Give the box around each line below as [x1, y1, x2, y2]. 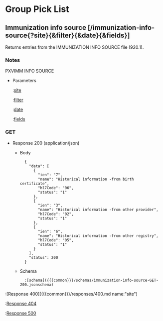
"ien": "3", [37, 203, 63, 208]
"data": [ [29, 163, 49, 169]
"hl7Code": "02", [37, 212, 74, 216]
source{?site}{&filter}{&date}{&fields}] [5, 31, 130, 39]
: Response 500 [5, 310, 36, 316]
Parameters [12, 78, 36, 84]
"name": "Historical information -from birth [37, 177, 134, 182]
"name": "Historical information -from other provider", [37, 207, 159, 212]
